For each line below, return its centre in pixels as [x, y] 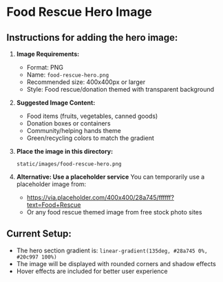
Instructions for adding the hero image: [92, 38]
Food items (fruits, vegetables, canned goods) [92, 116]
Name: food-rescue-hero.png [68, 74]
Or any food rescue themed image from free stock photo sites [114, 212]
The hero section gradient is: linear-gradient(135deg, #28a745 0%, [112, 250]
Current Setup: [39, 234]
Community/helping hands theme [74, 131]
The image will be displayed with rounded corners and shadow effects [116, 263]
